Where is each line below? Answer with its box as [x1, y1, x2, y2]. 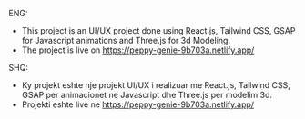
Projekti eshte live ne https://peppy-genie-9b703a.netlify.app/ [21, 99, 255, 110]
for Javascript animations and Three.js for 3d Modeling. [21, 35, 231, 45]
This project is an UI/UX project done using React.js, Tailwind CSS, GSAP [21, 25, 296, 35]
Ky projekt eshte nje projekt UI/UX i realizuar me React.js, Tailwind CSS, [21, 80, 290, 90]
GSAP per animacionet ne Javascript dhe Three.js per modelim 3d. [21, 90, 272, 100]
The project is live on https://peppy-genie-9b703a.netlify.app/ [21, 45, 255, 55]
